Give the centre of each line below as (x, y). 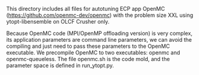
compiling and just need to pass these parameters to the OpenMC (88, 46)
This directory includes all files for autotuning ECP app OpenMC (86, 9)
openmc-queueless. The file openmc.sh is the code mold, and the (88, 59)
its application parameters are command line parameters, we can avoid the (99, 40)
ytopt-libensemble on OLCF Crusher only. (58, 21)
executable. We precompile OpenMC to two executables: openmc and (93, 53)
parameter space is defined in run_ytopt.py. (60, 65)
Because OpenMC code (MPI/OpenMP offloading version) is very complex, (99, 33)
